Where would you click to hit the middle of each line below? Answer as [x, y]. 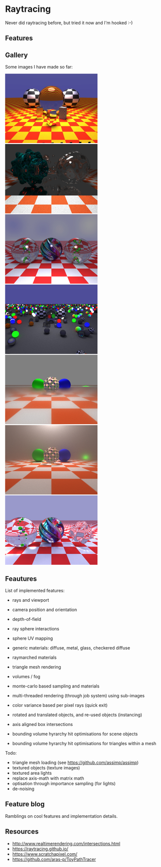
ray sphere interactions [36, 629]
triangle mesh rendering [37, 667]
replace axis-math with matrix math [48, 778]
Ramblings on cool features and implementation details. [62, 816]
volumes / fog [26, 676]
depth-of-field [27, 619]
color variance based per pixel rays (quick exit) [60, 705]
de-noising [23, 789]
